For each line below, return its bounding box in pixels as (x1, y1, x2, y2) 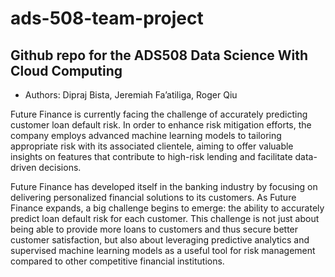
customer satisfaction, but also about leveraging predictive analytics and (10, 234, 310, 246)
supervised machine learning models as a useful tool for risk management (10, 245, 316, 256)
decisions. (38, 162, 82, 173)
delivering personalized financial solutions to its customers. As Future (10, 192, 297, 203)
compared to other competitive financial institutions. (10, 255, 225, 267)
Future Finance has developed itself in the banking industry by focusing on (10, 181, 318, 192)
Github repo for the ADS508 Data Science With (10, 47, 309, 64)
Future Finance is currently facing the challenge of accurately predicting (10, 108, 308, 120)
